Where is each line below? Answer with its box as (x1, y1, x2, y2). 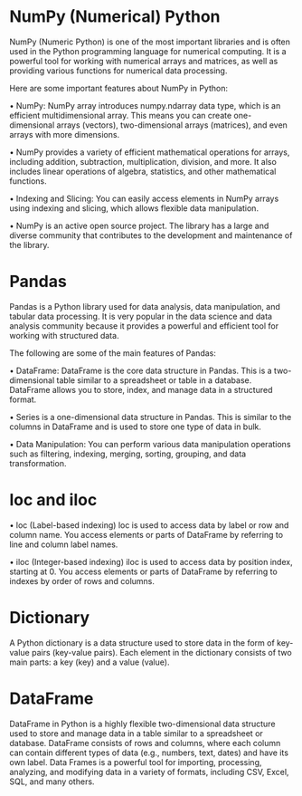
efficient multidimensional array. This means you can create (9, 110, 232, 120)
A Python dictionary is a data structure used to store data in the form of (9, 637, 276, 648)
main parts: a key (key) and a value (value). (9, 657, 170, 667)
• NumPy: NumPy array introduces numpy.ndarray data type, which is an (9, 100, 281, 110)
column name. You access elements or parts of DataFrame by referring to (9, 529, 283, 540)
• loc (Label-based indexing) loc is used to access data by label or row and (9, 519, 289, 531)
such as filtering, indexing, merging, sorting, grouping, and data (9, 448, 247, 459)
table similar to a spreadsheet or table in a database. (56, 374, 252, 386)
